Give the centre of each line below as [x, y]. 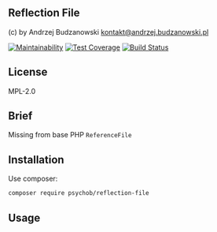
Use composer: [33, 179]
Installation [36, 160]
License [28, 72]
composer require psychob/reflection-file [79, 193]
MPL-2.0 [22, 91]
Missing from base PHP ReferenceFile [70, 135]
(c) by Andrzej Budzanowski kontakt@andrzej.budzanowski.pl [108, 32]
